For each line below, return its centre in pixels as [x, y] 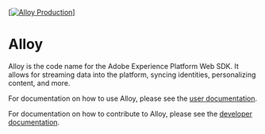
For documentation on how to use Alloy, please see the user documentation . [133, 98]
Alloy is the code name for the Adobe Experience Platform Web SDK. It [124, 66]
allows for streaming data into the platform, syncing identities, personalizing [132, 75]
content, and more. [39, 82]
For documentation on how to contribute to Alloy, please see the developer [130, 113]
